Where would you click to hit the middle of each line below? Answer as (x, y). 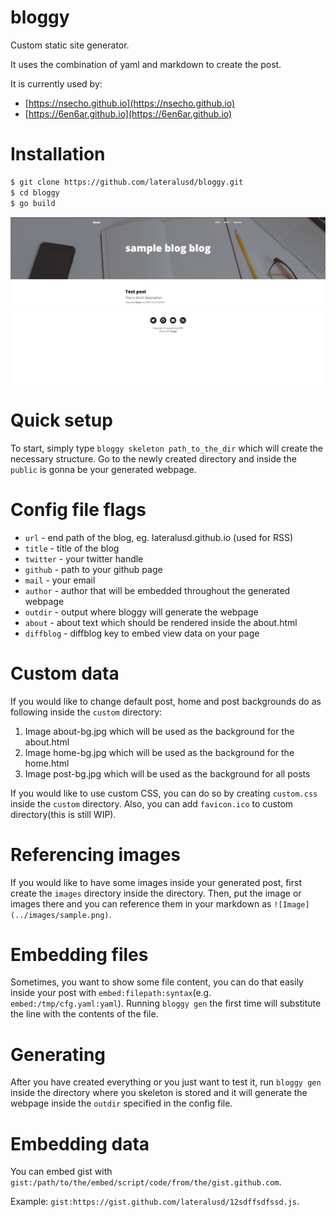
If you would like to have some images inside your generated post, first (156, 882)
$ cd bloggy (35, 192)
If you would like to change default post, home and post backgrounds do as (166, 701)
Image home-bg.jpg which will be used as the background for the (159, 752)
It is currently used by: (56, 83)
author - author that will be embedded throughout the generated (157, 590)
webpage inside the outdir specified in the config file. (121, 1103)
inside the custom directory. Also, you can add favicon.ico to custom (152, 803)
